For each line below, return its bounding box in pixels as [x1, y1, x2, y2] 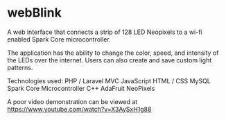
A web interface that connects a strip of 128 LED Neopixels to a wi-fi [7, 28, 202, 36]
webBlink [7, 5, 62, 21]
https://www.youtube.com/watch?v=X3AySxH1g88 [7, 105, 152, 113]
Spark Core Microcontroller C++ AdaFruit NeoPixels [7, 84, 155, 92]
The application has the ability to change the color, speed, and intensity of [7, 49, 219, 57]
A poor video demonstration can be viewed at [7, 97, 138, 105]
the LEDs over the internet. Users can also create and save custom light [7, 55, 212, 64]
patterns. [7, 63, 33, 71]
